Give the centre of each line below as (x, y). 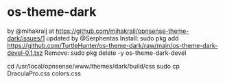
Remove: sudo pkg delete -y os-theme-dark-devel (115, 53)
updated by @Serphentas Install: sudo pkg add (113, 38)
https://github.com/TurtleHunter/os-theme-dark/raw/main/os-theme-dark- (113, 45)
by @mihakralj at (31, 31)
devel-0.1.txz (25, 53)
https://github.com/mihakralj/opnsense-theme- (122, 31)
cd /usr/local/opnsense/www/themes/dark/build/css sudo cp (93, 66)
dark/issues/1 (26, 38)
